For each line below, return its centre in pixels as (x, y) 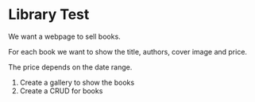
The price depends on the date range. (70, 67)
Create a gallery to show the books (77, 82)
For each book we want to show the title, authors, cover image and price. (128, 51)
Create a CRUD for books (61, 91)
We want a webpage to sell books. (64, 36)
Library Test (49, 15)
